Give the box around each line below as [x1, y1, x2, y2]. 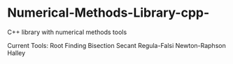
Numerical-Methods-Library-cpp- [7, 5, 210, 21]
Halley [7, 49, 26, 57]
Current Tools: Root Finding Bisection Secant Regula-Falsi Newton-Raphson [7, 41, 226, 49]
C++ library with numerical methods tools [7, 28, 127, 36]
